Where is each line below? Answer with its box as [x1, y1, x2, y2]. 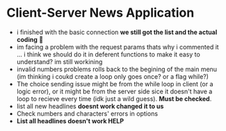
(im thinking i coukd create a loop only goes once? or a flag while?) [16, 72, 209, 81]
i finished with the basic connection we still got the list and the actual [16, 28, 218, 36]
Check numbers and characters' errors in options [16, 109, 158, 118]
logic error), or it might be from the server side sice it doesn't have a [16, 87, 213, 95]
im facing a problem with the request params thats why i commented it [16, 43, 220, 51]
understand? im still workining [16, 57, 103, 65]
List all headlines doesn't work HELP [16, 116, 124, 125]
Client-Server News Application [6, 5, 195, 21]
